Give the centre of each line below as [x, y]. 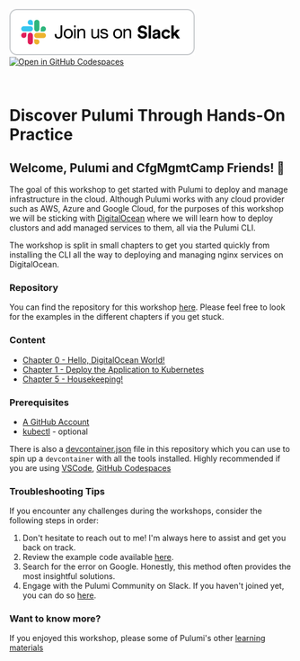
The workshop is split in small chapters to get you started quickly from [140, 245]
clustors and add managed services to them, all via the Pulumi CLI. [132, 228]
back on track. [49, 548]
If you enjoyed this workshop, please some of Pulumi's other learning [137, 638]
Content [28, 340]
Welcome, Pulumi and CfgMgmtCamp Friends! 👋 [147, 168]
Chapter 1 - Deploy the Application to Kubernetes [113, 369]
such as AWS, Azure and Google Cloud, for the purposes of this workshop [147, 208]
